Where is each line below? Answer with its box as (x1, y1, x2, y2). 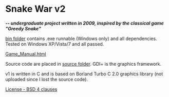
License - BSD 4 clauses (5, 86, 58, 92)
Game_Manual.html (5, 51, 46, 57)
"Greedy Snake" (5, 25, 42, 31)
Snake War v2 (5, 3, 66, 15)
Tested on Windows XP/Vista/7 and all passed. (5, 41, 104, 47)
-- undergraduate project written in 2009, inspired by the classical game (5, 20, 164, 26)
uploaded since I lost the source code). (5, 76, 88, 82)
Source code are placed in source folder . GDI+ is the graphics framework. (5, 61, 162, 67)
